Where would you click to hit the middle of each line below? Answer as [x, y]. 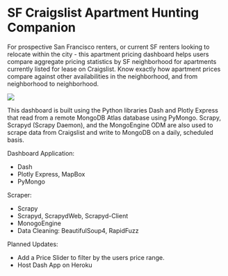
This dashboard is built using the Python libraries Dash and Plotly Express [113, 110]
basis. [16, 140]
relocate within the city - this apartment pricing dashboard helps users [108, 54]
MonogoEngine [39, 223]
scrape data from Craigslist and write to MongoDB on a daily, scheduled [110, 132]
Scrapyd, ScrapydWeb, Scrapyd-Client [73, 216]
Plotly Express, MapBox [51, 174]
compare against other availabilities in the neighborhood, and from [103, 76]
